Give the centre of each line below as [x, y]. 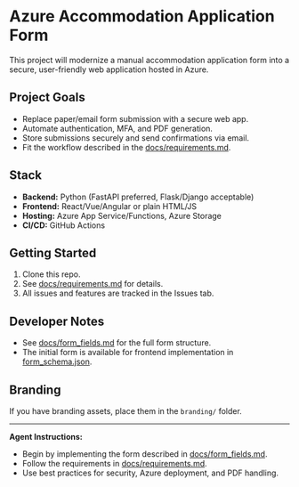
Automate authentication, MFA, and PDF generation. [117, 128]
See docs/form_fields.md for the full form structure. [117, 343]
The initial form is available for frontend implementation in [128, 353]
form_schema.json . [57, 361]
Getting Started [53, 252]
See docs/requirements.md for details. [93, 284]
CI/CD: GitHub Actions [63, 225]
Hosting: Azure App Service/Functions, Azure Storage [122, 215]
